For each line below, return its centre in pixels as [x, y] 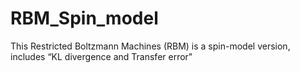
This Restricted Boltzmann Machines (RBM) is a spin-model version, [150, 46]
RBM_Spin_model [84, 18]
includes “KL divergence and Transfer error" [101, 56]
